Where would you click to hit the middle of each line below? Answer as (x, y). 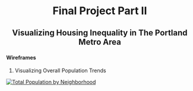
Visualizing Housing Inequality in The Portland (100, 33)
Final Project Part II (100, 11)
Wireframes (21, 57)
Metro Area (100, 42)
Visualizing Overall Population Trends (61, 71)
